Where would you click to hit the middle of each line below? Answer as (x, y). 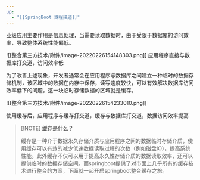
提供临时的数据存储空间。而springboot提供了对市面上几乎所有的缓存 (104, 163)
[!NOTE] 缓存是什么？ (47, 128)
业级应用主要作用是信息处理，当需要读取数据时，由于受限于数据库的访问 (95, 35)
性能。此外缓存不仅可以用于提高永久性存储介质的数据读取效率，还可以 (107, 156)
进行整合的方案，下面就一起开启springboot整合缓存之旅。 (97, 170)
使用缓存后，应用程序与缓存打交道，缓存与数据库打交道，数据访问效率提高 (97, 115)
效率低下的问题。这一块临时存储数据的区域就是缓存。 (71, 90)
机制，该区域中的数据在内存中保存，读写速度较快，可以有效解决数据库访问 (102, 83)
